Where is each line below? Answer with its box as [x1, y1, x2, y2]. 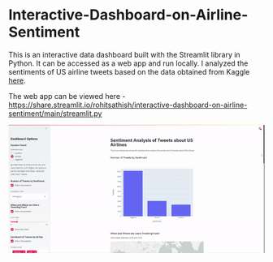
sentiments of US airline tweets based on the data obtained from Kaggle [8, 67, 250, 76]
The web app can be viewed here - [8, 91, 126, 101]
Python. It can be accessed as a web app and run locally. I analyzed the [8, 58, 249, 68]
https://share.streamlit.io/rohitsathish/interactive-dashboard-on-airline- [8, 100, 248, 110]
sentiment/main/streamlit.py [8, 108, 102, 118]
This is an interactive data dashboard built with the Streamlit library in [8, 49, 241, 59]
